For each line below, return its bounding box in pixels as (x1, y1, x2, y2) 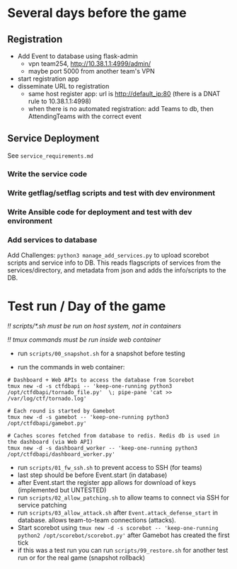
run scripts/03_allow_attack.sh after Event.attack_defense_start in (17, 508, 218, 517)
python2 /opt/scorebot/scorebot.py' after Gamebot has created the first (17, 531, 230, 539)
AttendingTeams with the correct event (28, 112, 141, 120)
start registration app (17, 74, 79, 83)
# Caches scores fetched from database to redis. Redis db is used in (7, 432, 220, 439)
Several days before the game (7, 5, 187, 21)
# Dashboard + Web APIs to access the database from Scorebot (7, 377, 195, 384)
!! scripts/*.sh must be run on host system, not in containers (7, 321, 182, 330)
